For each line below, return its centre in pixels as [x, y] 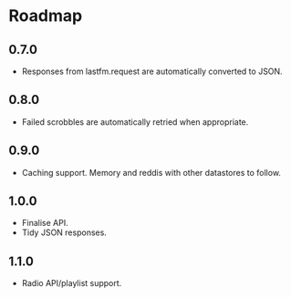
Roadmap [46, 16]
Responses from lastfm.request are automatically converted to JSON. [152, 71]
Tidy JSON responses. [64, 232]
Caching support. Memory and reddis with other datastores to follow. [151, 172]
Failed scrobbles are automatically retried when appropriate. [135, 122]
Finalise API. [45, 223]
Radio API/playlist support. [72, 283]
